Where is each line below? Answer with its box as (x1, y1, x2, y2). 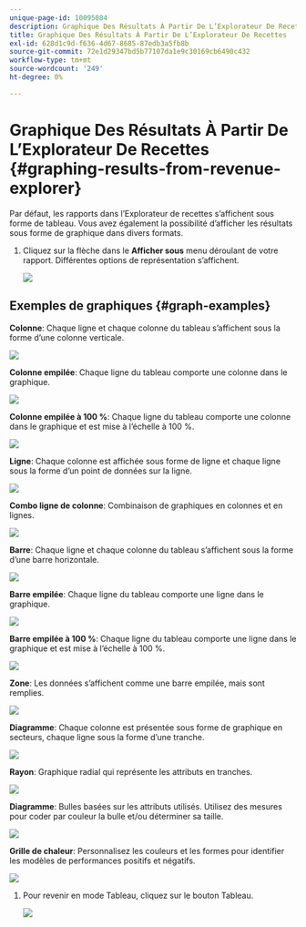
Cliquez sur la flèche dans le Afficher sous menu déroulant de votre (22, 245, 279, 256)
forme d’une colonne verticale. (9, 331, 125, 342)
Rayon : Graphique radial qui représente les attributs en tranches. (9, 766, 253, 777)
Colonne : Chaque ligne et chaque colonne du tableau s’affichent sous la (9, 322, 280, 333)
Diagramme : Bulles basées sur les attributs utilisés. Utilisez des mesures (9, 800, 282, 811)
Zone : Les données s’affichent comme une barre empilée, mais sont (9, 677, 266, 688)
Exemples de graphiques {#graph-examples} (9, 298, 271, 314)
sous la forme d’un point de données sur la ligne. (9, 465, 193, 476)
